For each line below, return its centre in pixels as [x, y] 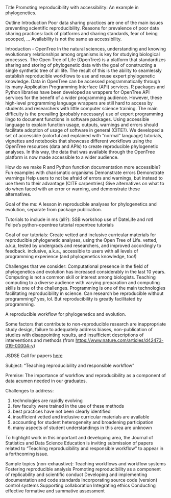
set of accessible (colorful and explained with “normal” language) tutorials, [84, 135]
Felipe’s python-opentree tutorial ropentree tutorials [59, 225]
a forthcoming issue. [27, 454]
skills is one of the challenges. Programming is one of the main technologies [86, 288]
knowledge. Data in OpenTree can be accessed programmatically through [83, 81]
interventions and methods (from [40, 340]
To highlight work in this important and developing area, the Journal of [79, 438]
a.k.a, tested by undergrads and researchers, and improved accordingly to [83, 245]
